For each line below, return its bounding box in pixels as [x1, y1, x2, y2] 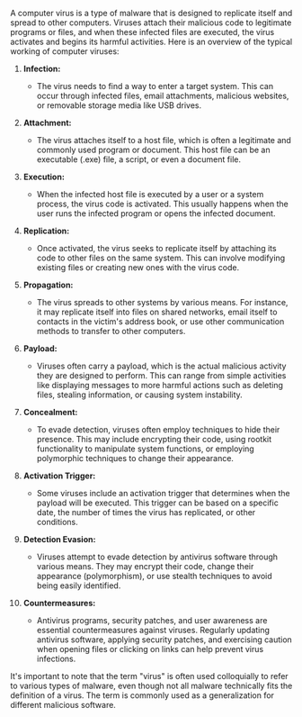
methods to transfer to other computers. [36, 326, 186, 336]
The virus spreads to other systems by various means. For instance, [36, 297, 289, 307]
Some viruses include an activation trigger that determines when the [36, 488, 290, 498]
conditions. [36, 517, 79, 527]
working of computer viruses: [10, 46, 120, 57]
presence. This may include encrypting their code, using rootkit [36, 434, 272, 444]
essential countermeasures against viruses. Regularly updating [36, 625, 271, 635]
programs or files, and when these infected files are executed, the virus [10, 27, 275, 37]
